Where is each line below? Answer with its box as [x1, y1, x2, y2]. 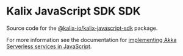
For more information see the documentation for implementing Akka [6, 36, 177, 43]
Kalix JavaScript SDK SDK [6, 4, 141, 18]
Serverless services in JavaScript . [6, 43, 92, 50]
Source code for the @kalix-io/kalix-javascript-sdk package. [6, 24, 158, 32]
